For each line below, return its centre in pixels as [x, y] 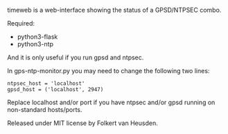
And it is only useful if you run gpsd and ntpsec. [76, 57]
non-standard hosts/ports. [45, 109]
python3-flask [37, 37]
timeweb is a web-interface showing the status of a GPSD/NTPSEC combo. [114, 10]
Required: [21, 23]
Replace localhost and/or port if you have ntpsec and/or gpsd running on [111, 102]
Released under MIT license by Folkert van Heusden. [82, 123]
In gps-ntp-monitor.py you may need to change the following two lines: [108, 71]
